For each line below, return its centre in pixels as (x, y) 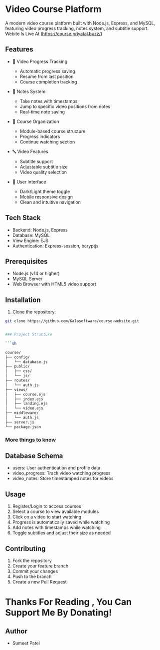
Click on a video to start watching (47, 517)
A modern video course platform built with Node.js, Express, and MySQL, (80, 23)
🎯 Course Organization (36, 121)
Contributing (25, 548)
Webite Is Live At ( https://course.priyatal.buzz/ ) (54, 33)
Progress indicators (40, 136)
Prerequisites (26, 261)
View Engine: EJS (30, 240)
